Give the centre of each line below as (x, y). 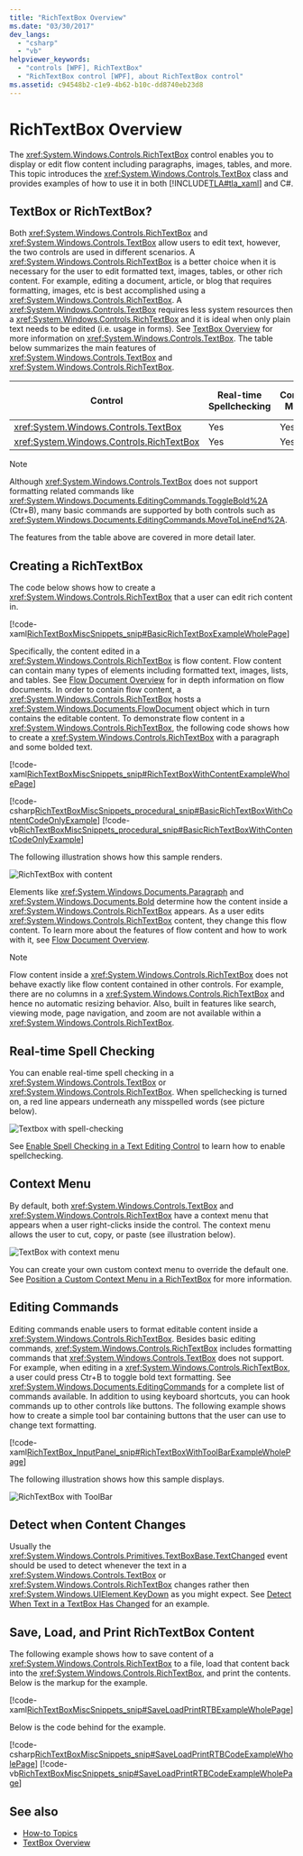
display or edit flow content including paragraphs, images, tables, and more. (151, 164)
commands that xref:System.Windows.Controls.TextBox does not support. (147, 1357)
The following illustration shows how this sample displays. (117, 1479)
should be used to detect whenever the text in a (98, 1566)
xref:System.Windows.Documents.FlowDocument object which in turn (140, 709)
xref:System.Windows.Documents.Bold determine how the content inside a (149, 902)
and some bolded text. (51, 747)
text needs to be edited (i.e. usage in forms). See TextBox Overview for (141, 329)
